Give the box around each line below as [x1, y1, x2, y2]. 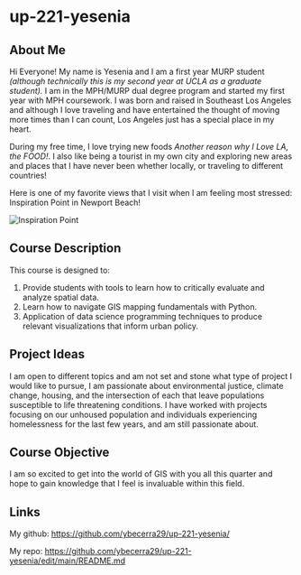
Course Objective [9, 445, 110, 460]
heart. [9, 124, 32, 134]
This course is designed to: [9, 264, 111, 275]
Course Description [9, 241, 122, 256]
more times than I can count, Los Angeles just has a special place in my [9, 115, 275, 125]
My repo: [9, 546, 43, 557]
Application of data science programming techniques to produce [22, 311, 263, 321]
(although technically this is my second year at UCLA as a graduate [9, 76, 262, 87]
